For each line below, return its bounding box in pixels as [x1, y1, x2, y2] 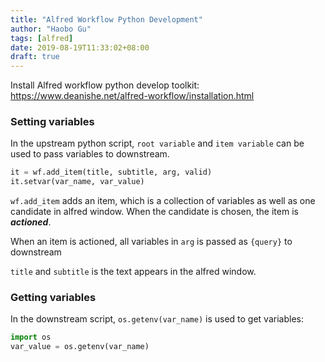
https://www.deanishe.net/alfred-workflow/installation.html [10, 90, 255, 102]
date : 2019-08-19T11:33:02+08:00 [10, 42, 150, 53]
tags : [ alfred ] [10, 33, 74, 43]
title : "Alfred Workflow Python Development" [10, 14, 203, 25]
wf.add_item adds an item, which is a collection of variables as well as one [10, 195, 316, 207]
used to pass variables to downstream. [10, 148, 170, 160]
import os [10, 332, 52, 343]
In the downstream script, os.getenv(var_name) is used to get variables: [10, 313, 304, 325]
